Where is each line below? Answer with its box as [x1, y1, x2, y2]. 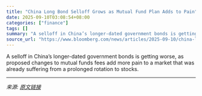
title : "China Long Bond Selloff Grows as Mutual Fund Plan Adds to [6, 8, 182, 15]
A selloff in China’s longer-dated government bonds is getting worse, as [6, 53, 184, 60]
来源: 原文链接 [6, 83, 41, 90]
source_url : [6, 36, 36, 42]
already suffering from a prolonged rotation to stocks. [6, 66, 139, 72]
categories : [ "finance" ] [6, 20, 69, 26]
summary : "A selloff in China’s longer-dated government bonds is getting [6, 31, 198, 37]
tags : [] [6, 25, 28, 32]
